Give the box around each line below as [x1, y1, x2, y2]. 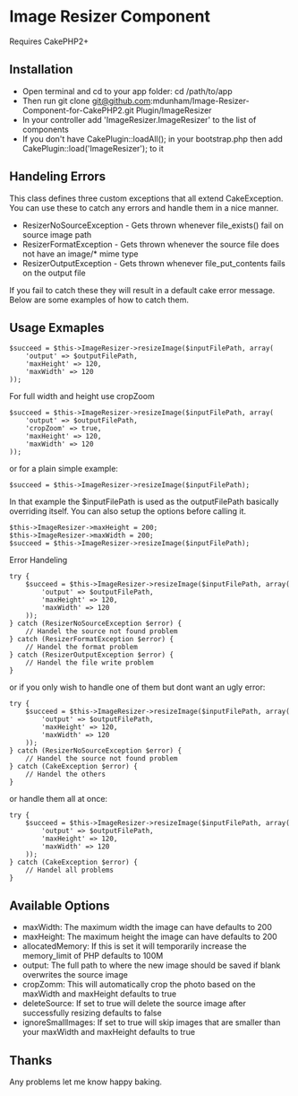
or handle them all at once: [9, 794, 108, 805]
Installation [9, 62, 73, 77]
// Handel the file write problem [25, 658, 154, 667]
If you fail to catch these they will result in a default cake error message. [9, 284, 276, 295]
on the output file [21, 267, 87, 278]
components [21, 124, 69, 135]
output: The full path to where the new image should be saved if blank [21, 960, 281, 970]
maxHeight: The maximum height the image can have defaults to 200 [21, 931, 277, 943]
